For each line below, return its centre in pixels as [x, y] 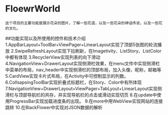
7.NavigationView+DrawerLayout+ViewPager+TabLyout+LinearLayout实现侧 [84, 88]
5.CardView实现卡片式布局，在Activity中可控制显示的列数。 [67, 76]
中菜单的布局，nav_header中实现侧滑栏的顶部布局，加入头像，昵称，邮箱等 [83, 70]
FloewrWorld [33, 9]
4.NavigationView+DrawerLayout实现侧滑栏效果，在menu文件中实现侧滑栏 [82, 63]
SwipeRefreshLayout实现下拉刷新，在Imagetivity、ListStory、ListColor [88, 51]
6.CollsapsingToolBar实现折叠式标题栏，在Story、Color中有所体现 [73, 82]
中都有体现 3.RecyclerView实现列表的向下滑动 [53, 57]
